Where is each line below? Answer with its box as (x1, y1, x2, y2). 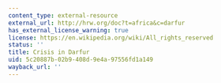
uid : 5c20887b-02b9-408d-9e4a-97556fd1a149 (8, 56, 154, 64)
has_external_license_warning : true (8, 26, 129, 34)
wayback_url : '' (8, 63, 62, 71)
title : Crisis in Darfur (8, 48, 90, 56)
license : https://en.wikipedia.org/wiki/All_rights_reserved (8, 33, 214, 42)
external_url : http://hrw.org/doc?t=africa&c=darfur (8, 19, 185, 27)
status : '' (8, 41, 44, 49)
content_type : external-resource (8, 11, 118, 20)
